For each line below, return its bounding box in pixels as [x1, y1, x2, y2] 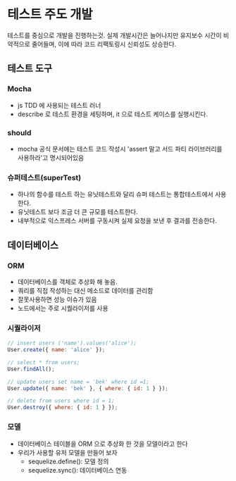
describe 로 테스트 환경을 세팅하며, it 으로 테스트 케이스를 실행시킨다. [17, 110, 208, 118]
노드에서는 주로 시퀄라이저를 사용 [17, 304, 108, 312]
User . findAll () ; [7, 366, 55, 373]
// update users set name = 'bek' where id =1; [7, 378, 150, 385]
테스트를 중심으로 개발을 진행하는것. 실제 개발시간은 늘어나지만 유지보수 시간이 [7, 31, 222, 39]
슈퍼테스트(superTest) [7, 173, 82, 182]
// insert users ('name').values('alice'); [7, 339, 137, 347]
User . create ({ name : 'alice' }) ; [7, 346, 106, 354]
